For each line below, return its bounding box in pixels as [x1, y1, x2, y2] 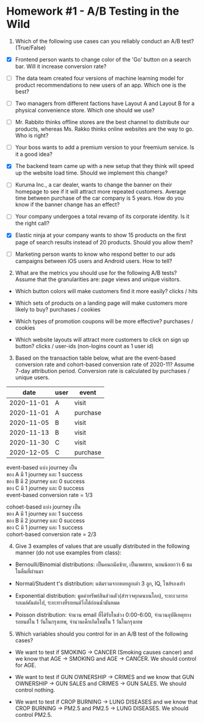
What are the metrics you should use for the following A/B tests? [15, 269, 177, 276]
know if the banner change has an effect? [15, 201, 120, 208]
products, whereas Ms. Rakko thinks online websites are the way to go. [15, 125, 194, 133]
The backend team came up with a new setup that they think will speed [15, 162, 194, 170]
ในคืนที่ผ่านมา [15, 567, 44, 575]
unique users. [15, 374, 50, 381]
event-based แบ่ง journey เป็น [6, 463, 77, 471]
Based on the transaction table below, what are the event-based [15, 354, 176, 361]
